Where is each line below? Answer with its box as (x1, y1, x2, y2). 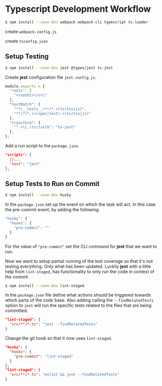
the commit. (5, 274, 29, 279)
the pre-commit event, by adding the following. (5, 207, 100, 213)
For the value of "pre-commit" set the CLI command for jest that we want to (5, 243, 157, 249)
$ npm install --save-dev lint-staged (5, 283, 84, 288)
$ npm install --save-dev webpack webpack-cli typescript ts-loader (5, 20, 148, 25)
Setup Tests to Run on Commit (5, 179, 100, 188)
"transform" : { (9, 120, 41, 125)
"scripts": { (5, 152, 32, 157)
